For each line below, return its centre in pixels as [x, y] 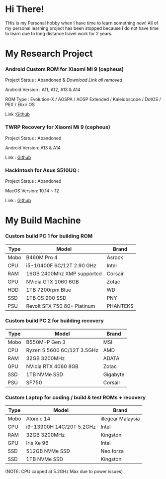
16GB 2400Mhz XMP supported [64, 273]
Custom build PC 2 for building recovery [55, 321]
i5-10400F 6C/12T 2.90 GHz [61, 265]
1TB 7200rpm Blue [48, 290]
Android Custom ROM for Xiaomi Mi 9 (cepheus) [65, 69]
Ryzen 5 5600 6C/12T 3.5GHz [62, 350]
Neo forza [112, 451]
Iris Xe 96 [37, 443]
